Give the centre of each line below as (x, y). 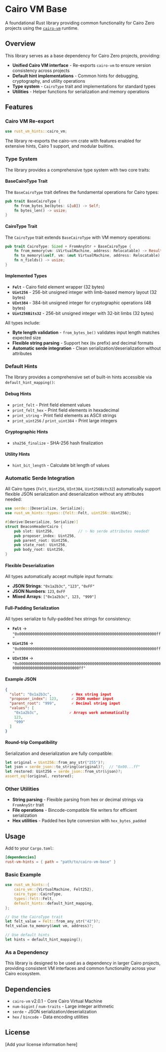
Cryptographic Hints (27, 432)
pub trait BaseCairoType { (33, 201)
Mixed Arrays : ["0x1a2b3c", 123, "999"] (54, 597)
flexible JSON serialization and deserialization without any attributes (75, 494)
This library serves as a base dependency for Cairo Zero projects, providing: (83, 55)
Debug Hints (18, 394)
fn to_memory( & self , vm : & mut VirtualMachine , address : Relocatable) (87, 256)
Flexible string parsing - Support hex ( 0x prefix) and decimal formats (83, 343)
